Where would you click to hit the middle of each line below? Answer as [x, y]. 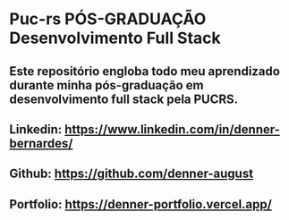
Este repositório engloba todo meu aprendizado [144, 71]
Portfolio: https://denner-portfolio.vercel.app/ [141, 204]
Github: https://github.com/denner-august [131, 174]
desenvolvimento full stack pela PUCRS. [124, 99]
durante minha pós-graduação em [106, 85]
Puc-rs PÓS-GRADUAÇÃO [108, 19]
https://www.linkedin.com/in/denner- [172, 129]
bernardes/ [41, 143]
